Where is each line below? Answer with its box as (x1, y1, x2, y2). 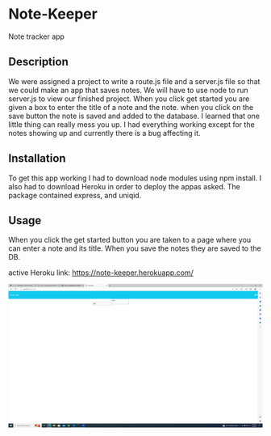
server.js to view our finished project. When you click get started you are (8, 94, 250, 104)
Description (8, 55, 69, 69)
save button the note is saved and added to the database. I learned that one (8, 111, 261, 121)
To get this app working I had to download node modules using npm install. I (8, 173, 262, 183)
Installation (8, 151, 66, 166)
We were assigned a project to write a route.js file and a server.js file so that (8, 76, 261, 86)
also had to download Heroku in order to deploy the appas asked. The (8, 181, 240, 191)
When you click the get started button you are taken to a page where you (8, 235, 252, 245)
